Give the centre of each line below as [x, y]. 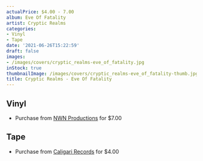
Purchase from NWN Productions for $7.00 [68, 118]
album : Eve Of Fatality [36, 17]
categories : [21, 29]
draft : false [23, 51]
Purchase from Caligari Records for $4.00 [67, 151]
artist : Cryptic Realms [36, 23]
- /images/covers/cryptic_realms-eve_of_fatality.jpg [76, 62]
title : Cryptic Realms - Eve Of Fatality [59, 79]
